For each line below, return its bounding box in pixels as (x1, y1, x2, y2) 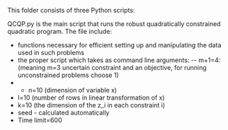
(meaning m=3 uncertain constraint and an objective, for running (17, 64, 207, 71)
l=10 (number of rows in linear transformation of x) (17, 93, 165, 102)
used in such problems (17, 49, 85, 57)
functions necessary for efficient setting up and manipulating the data (17, 41, 222, 49)
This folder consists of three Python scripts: (7, 6, 135, 14)
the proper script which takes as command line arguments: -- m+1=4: (17, 56, 221, 64)
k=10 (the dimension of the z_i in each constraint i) (17, 101, 166, 109)
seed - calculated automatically (17, 109, 110, 117)
